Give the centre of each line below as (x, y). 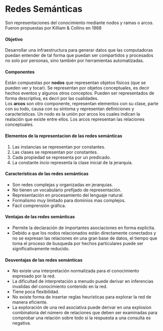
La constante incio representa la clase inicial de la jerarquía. (72, 162)
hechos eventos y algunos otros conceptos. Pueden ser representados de (80, 93)
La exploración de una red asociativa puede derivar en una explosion (82, 307)
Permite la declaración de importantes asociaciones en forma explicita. (84, 228)
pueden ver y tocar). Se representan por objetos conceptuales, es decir (77, 88)
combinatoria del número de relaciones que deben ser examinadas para (85, 313)
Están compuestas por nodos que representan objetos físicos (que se (75, 83)
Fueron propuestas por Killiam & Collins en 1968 (53, 28)
